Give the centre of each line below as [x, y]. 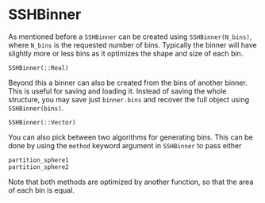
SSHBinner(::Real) [38, 68]
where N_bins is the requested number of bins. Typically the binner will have [132, 44]
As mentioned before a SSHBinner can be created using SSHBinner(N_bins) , [130, 36]
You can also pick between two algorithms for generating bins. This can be [131, 137]
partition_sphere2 [38, 167]
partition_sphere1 [38, 160]
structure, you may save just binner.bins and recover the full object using [129, 99]
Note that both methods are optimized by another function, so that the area [131, 182]
